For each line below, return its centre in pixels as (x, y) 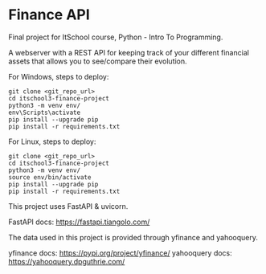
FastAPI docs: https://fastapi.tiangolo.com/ (79, 222)
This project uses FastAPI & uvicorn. (68, 206)
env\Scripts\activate (45, 112)
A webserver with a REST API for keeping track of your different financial (129, 52)
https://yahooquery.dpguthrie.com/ (67, 261)
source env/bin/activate (50, 177)
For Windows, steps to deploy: (59, 76)
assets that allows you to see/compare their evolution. (98, 61)
